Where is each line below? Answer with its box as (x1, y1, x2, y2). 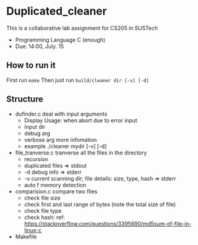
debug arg (24, 129, 50, 137)
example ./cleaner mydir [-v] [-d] (24, 142, 108, 150)
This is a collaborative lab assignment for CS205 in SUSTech (6, 24, 158, 32)
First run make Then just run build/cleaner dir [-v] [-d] (6, 76, 149, 83)
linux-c (24, 226, 42, 233)
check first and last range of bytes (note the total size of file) (24, 201, 176, 208)
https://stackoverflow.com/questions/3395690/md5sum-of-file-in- (24, 220, 192, 227)
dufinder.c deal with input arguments (15, 110, 108, 117)
